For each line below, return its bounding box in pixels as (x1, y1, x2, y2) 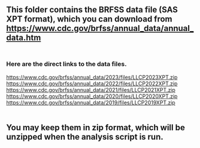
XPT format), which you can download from (6, 14, 172, 24)
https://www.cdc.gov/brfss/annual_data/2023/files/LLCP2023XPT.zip (6, 73, 178, 81)
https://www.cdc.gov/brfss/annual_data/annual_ (6, 23, 194, 33)
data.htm (6, 33, 41, 43)
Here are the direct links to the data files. (6, 60, 127, 68)
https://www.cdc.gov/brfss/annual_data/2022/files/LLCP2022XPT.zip (6, 80, 178, 87)
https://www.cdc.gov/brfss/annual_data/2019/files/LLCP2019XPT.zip (6, 98, 175, 106)
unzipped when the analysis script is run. (6, 132, 163, 142)
